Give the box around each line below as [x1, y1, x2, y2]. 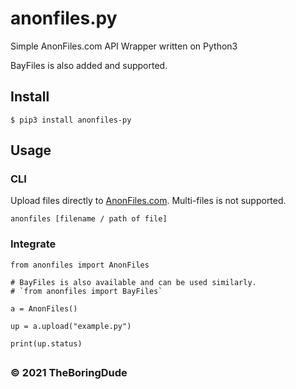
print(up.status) [10, 338, 83, 349]
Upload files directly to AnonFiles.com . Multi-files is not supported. [10, 195, 287, 207]
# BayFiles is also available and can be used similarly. [10, 277, 257, 287]
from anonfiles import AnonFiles [10, 260, 150, 270]
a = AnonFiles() [10, 303, 78, 314]
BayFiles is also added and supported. [10, 59, 168, 71]
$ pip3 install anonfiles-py [10, 115, 132, 125]
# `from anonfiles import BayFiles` [10, 286, 163, 296]
